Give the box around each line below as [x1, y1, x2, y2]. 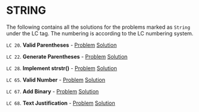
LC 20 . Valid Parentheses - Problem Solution [6, 41, 117, 49]
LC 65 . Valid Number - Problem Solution [6, 76, 106, 83]
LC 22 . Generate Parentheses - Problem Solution [6, 53, 128, 60]
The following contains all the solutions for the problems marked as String [6, 23, 191, 31]
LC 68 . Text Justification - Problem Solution [6, 99, 115, 107]
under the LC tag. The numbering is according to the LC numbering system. [6, 29, 194, 37]
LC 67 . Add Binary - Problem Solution [6, 87, 99, 95]
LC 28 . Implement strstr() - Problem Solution [6, 64, 117, 72]
